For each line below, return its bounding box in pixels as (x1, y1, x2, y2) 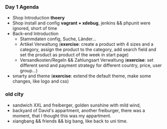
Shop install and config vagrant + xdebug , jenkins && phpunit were (12, 20, 151, 26)
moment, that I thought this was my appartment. (12, 113, 112, 119)
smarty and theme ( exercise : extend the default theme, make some (12, 73, 151, 79)
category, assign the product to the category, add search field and (19, 46, 157, 53)
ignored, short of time (12, 25, 57, 31)
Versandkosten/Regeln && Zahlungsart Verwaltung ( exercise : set (19, 57, 154, 63)
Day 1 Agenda (5, 3, 39, 10)
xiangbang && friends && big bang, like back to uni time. (12, 118, 128, 124)
